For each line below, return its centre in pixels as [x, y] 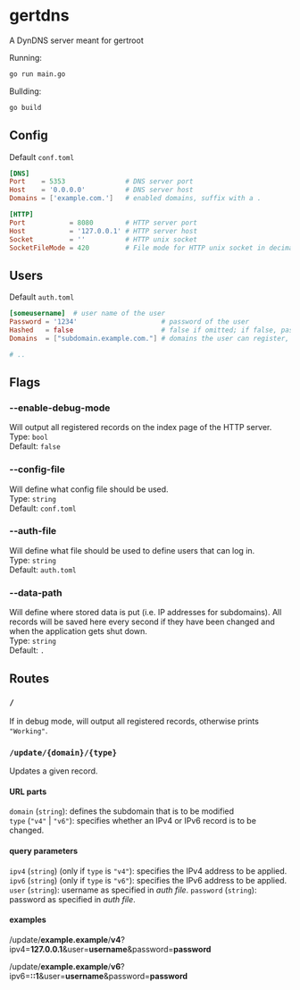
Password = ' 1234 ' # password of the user [129, 322]
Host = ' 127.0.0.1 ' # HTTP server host [104, 231]
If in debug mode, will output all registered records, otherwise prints [134, 721]
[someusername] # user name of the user [87, 314]
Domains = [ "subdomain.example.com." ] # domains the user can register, [150, 338]
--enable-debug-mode [60, 408]
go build [25, 107]
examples [28, 920]
